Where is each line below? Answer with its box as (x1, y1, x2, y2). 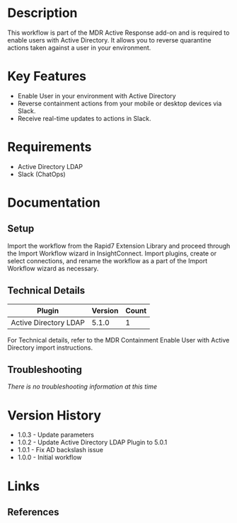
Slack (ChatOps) (17, 170, 66, 178)
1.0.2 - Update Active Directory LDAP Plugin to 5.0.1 (17, 438, 168, 447)
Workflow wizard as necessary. (7, 264, 99, 272)
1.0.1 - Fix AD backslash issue (17, 446, 104, 454)
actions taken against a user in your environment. (7, 43, 151, 52)
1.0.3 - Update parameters (17, 430, 94, 439)
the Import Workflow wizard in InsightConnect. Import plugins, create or (7, 249, 217, 258)
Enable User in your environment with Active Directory (17, 91, 176, 100)
